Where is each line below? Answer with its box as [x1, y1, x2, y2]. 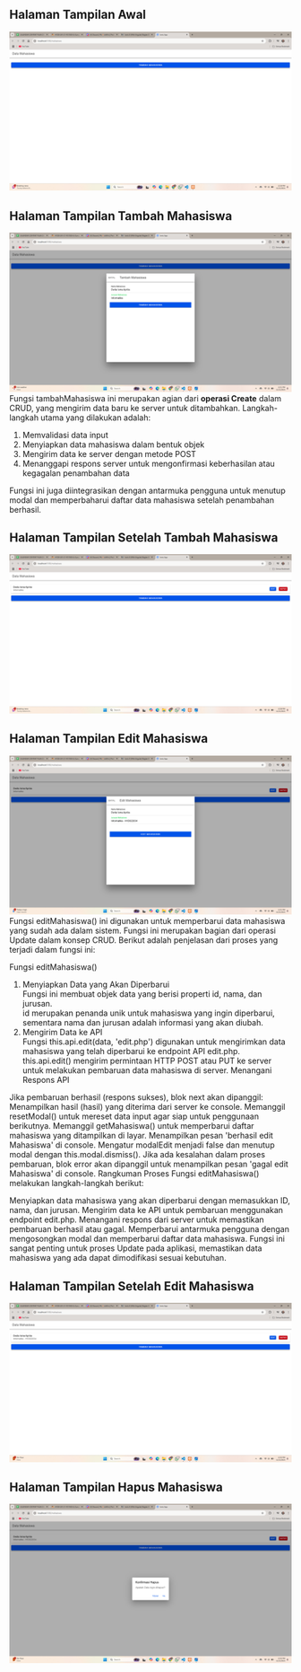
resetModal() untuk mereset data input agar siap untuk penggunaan [9, 1111, 260, 1122]
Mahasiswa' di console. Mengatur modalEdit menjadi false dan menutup [9, 1140, 275, 1150]
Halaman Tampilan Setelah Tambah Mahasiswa [9, 530, 279, 546]
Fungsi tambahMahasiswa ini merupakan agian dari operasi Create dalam [9, 392, 282, 403]
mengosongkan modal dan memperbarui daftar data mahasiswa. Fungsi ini [9, 1234, 285, 1245]
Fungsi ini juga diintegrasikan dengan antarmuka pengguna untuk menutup [9, 485, 286, 496]
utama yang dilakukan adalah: [39, 412, 150, 423]
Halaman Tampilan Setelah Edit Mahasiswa [9, 1279, 254, 1294]
